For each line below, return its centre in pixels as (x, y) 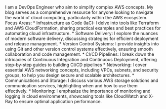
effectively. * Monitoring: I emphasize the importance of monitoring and (78, 91)
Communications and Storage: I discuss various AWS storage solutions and (82, 80)
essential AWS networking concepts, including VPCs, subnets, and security (82, 70)
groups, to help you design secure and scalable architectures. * (70, 75)
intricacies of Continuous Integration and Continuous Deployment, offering (81, 59)
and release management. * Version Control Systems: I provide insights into (82, 44)
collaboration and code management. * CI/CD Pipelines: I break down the (80, 54)
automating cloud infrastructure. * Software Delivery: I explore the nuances (82, 33)
